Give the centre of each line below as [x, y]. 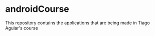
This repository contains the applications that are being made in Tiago [77, 23]
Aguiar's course [22, 28]
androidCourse [37, 9]
